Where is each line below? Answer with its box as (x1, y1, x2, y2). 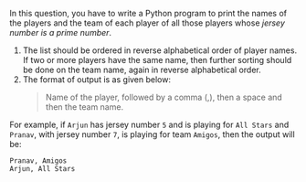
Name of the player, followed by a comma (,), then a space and (45, 91, 283, 102)
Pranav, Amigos (9, 156, 68, 166)
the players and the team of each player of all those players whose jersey (9, 17, 286, 28)
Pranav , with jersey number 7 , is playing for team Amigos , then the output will (9, 129, 295, 140)
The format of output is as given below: (22, 74, 172, 85)
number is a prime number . (9, 27, 112, 37)
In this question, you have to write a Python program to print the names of (9, 8, 288, 18)
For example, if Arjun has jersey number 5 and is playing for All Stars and (9, 119, 290, 130)
